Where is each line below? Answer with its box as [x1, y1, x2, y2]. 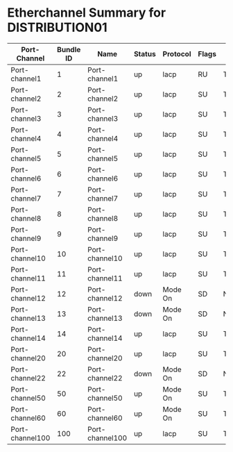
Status [134, 49, 156, 58]
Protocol [162, 49, 191, 58]
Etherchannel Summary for [7, 5, 166, 21]
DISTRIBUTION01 [7, 19, 107, 35]
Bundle [56, 44, 81, 54]
